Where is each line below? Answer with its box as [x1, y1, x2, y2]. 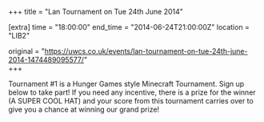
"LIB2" [8, 31, 30, 40]
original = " [8, 47, 46, 55]
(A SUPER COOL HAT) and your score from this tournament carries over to [8, 96, 254, 105]
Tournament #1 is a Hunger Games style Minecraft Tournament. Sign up [8, 79, 245, 88]
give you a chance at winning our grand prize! [8, 104, 160, 114]
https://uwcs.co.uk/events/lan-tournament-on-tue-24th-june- [44, 47, 248, 55]
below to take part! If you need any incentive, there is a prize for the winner [8, 87, 256, 97]
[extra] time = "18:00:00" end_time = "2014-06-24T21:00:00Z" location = [8, 22, 250, 31]
